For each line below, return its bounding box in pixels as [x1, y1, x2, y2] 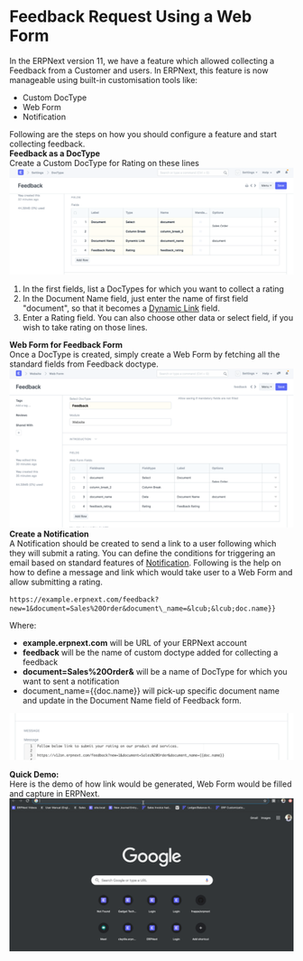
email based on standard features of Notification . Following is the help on [9, 557, 281, 568]
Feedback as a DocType [9, 147, 101, 159]
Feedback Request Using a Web [9, 6, 252, 27]
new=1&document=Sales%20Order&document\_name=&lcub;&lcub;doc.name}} [9, 603, 277, 613]
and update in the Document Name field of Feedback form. [22, 695, 242, 705]
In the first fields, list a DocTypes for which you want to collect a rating [22, 284, 284, 294]
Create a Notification [9, 528, 89, 539]
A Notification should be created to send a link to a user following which [9, 537, 277, 548]
